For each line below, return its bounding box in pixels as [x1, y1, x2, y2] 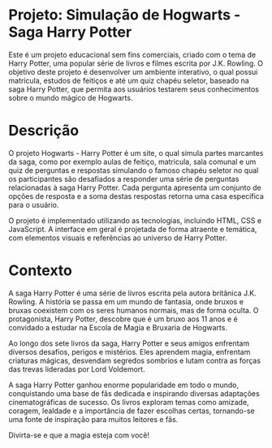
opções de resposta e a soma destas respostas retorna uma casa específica [8, 191, 264, 200]
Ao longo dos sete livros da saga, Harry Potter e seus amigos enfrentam [8, 338, 250, 348]
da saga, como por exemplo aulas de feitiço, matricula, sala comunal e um [8, 157, 257, 166]
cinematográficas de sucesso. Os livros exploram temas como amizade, [8, 397, 249, 407]
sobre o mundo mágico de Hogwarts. [8, 93, 133, 102]
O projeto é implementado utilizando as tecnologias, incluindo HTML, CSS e [8, 215, 262, 225]
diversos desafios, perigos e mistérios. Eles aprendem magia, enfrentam [8, 347, 251, 356]
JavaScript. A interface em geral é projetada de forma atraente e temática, [8, 224, 257, 234]
